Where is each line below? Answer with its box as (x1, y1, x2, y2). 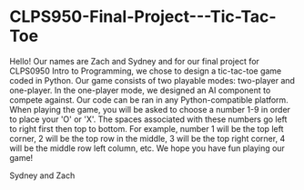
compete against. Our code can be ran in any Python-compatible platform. (9, 94, 289, 105)
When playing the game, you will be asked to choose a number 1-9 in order (9, 104, 291, 115)
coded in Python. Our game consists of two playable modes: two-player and (9, 75, 296, 85)
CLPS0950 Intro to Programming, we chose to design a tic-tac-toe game (9, 65, 282, 76)
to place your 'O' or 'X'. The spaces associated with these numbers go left (9, 114, 288, 125)
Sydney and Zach (9, 170, 76, 181)
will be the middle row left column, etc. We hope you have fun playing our (9, 143, 285, 154)
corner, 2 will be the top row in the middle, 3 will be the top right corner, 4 (9, 133, 286, 144)
